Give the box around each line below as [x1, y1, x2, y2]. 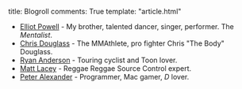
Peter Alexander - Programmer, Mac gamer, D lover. [19, 72, 190, 81]
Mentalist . [19, 31, 53, 39]
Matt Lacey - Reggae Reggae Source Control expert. [19, 64, 192, 73]
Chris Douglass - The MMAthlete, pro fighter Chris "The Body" [19, 39, 225, 48]
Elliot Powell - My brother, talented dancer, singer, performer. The [19, 22, 234, 31]
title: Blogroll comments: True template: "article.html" [8, 7, 182, 16]
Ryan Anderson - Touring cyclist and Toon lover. [19, 55, 178, 65]
